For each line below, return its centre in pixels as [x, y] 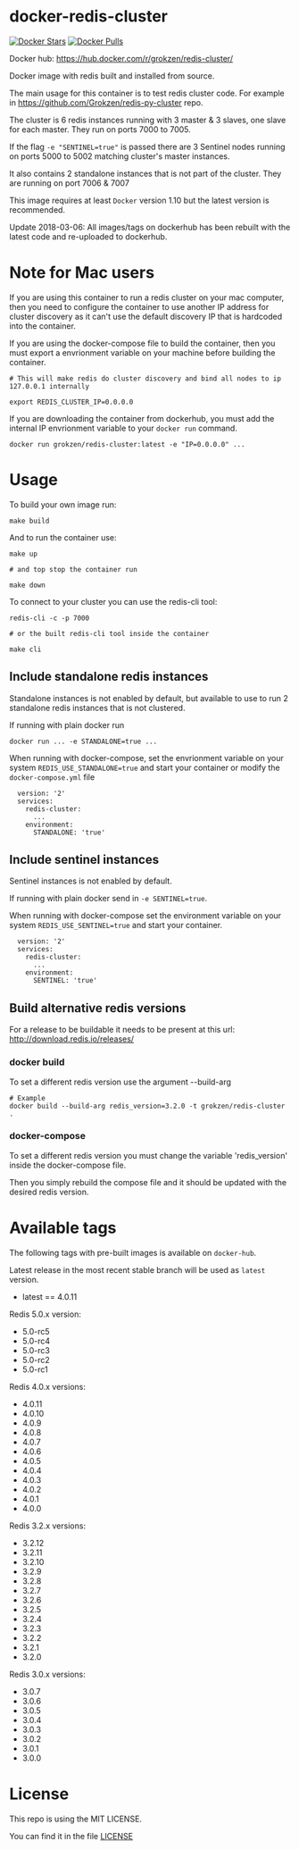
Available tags [63, 1228]
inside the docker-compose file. [68, 1165]
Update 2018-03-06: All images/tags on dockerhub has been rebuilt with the [150, 227]
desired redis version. [49, 1192]
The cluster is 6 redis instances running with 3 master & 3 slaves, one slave [148, 120]
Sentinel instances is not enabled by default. [91, 881]
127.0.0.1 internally [50, 386]
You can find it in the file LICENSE [71, 1836]
